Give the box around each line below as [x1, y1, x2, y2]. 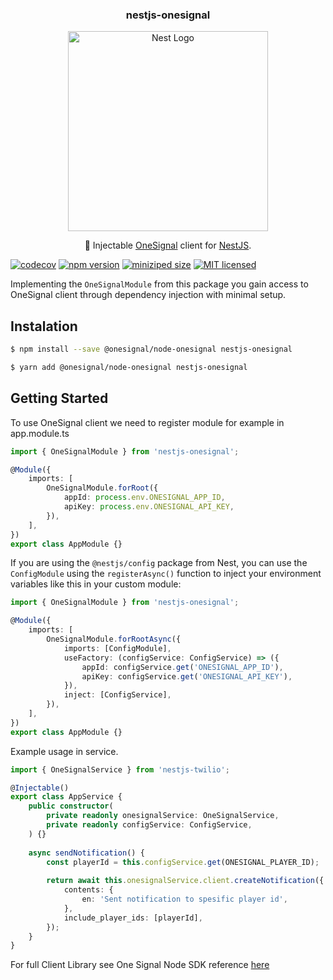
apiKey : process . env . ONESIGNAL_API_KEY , [63, 502, 235, 512]
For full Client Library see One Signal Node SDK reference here [10, 959, 270, 971]
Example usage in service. [10, 745, 119, 757]
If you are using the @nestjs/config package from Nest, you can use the [10, 557, 308, 569]
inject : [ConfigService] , [63, 690, 172, 700]
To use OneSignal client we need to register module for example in [10, 416, 285, 428]
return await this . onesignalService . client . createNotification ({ [46, 876, 325, 886]
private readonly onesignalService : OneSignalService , [46, 811, 280, 821]
